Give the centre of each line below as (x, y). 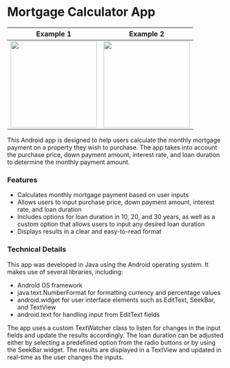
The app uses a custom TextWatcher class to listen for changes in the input (114, 327)
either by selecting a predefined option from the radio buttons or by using (111, 343)
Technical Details (37, 249)
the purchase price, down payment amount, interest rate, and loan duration (114, 154)
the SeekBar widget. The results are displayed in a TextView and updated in (114, 349)
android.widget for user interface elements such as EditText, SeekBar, (116, 300)
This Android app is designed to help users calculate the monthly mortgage (114, 140)
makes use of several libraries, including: (65, 272)
